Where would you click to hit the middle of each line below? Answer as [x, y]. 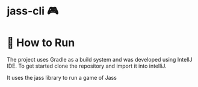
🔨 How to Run [41, 43]
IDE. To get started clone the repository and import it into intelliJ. [87, 66]
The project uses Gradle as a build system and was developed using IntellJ [100, 60]
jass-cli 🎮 [33, 11]
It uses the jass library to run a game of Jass [62, 78]
